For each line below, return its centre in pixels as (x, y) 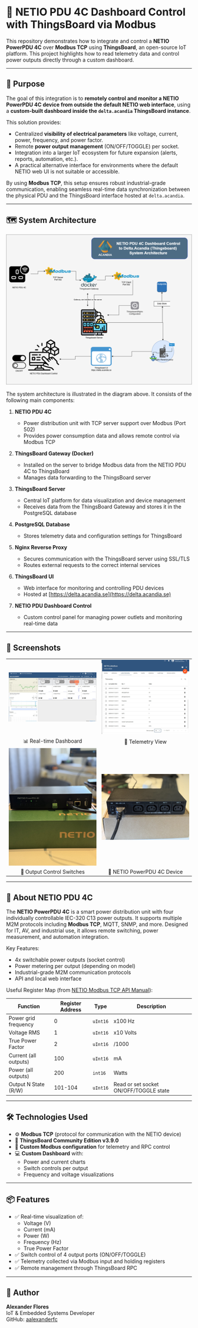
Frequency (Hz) (42, 1242)
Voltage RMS (24, 1033)
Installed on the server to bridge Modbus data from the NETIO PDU (105, 465)
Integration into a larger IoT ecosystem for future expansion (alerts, (96, 153)
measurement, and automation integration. (58, 937)
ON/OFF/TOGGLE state (141, 1091)
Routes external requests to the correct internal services (92, 565)
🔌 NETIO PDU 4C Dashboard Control (96, 12)
